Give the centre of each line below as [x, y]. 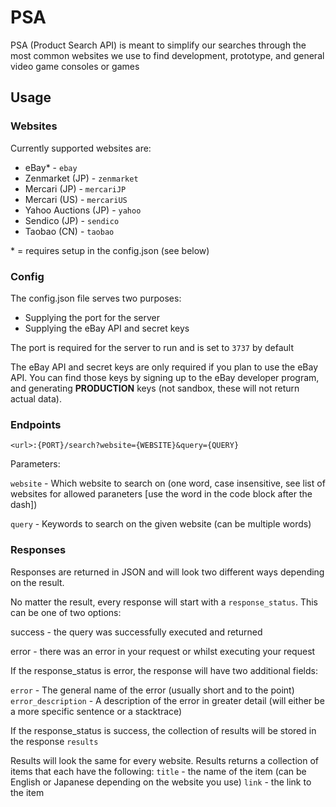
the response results [54, 741]
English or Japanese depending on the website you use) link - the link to [161, 782]
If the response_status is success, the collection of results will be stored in [163, 730]
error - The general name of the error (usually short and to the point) [152, 690]
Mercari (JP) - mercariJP [75, 188]
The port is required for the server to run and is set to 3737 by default [152, 347]
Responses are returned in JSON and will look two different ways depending [167, 572]
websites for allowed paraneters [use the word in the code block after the [161, 494]
